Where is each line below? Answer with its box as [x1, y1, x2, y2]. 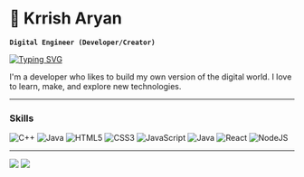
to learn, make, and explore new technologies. [9, 80, 182, 91]
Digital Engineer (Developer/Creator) [9, 38, 156, 47]
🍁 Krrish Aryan [9, 8, 122, 29]
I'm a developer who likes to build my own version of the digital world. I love [9, 71, 292, 82]
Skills [9, 112, 34, 125]
